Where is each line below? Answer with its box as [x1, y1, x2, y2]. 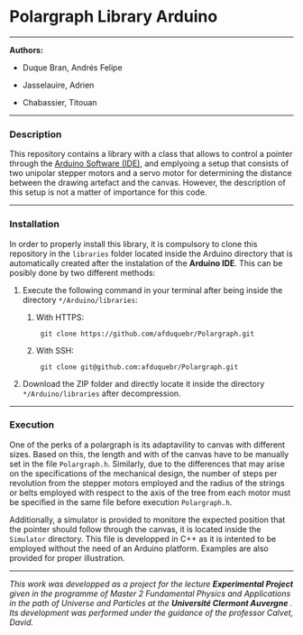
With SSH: [35, 345, 74, 355]
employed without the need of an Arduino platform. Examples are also [9, 543, 269, 554]
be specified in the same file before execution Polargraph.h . [9, 496, 233, 507]
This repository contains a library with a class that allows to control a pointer [9, 149, 293, 160]
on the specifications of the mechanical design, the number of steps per [9, 467, 278, 479]
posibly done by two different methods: [9, 267, 156, 278]
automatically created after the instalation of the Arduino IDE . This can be [9, 257, 283, 268]
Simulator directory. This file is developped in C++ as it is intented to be [9, 533, 277, 544]
